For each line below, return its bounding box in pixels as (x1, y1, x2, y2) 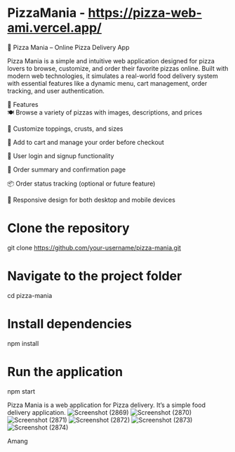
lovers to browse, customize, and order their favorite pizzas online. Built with (7, 64, 229, 72)
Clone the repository (7, 220, 130, 236)
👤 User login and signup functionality (7, 151, 114, 160)
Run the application (7, 363, 123, 380)
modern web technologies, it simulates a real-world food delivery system (7, 72, 219, 80)
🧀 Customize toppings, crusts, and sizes (7, 124, 123, 133)
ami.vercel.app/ (7, 20, 102, 36)
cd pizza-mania (7, 291, 53, 299)
